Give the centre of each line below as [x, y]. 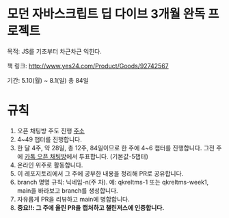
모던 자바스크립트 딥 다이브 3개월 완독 [106, 14]
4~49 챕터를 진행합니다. [49, 139]
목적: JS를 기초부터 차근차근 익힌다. [55, 51]
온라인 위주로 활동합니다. [50, 165]
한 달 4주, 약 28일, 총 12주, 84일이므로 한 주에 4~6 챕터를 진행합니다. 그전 [116, 148]
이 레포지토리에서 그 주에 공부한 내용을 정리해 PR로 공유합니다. [100, 173]
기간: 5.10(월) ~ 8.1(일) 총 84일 [48, 80]
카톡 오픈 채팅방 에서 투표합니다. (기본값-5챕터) [86, 156]
